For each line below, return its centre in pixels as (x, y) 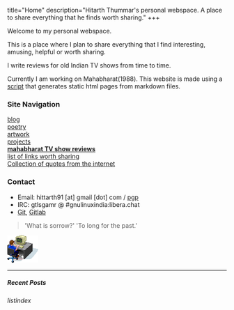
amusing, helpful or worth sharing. (56, 52)
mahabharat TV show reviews (52, 149)
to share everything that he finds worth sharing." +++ (84, 17)
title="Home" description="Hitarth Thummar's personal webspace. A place (115, 10)
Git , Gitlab (32, 212)
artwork (18, 134)
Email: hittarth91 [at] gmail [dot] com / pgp (78, 197)
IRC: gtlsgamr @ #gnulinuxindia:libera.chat (78, 204)
